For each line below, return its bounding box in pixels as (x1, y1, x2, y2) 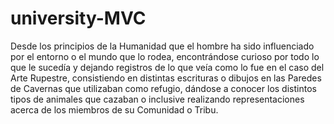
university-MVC (10, 7, 147, 30)
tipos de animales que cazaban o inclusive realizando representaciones (10, 93, 305, 105)
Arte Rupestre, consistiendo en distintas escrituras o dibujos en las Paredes (10, 72, 322, 84)
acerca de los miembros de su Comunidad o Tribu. (10, 103, 219, 116)
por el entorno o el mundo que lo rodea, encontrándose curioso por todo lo (10, 50, 320, 62)
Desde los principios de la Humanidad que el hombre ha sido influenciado (10, 40, 315, 52)
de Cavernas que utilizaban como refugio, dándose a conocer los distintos (10, 82, 317, 94)
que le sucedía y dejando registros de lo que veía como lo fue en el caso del (10, 61, 325, 73)
